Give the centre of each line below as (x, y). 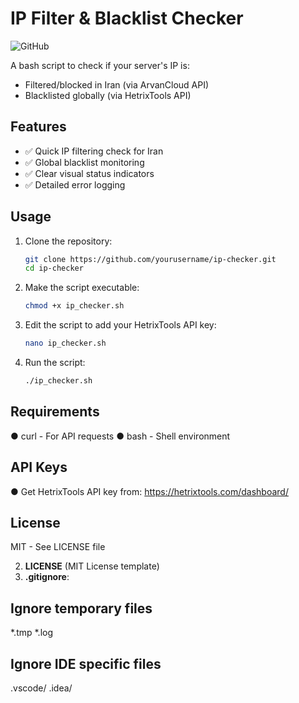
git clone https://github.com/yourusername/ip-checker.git (150, 259)
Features (38, 127)
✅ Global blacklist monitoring (84, 162)
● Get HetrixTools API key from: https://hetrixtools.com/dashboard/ (149, 491)
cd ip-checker (54, 268)
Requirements (55, 412)
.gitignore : (47, 577)
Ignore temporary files (81, 608)
